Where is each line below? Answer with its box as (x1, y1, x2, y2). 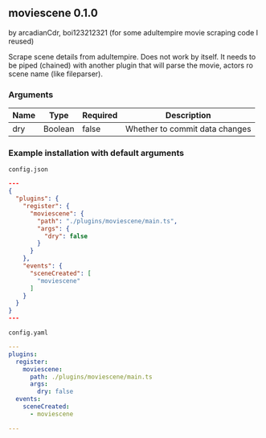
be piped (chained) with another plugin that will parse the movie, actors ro (8, 60, 253, 70)
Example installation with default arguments (8, 148, 185, 159)
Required (82, 110, 118, 121)
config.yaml (8, 329, 48, 337)
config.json (8, 166, 48, 174)
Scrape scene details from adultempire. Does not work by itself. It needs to (8, 51, 256, 61)
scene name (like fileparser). (8, 68, 103, 79)
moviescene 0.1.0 (8, 6, 98, 20)
